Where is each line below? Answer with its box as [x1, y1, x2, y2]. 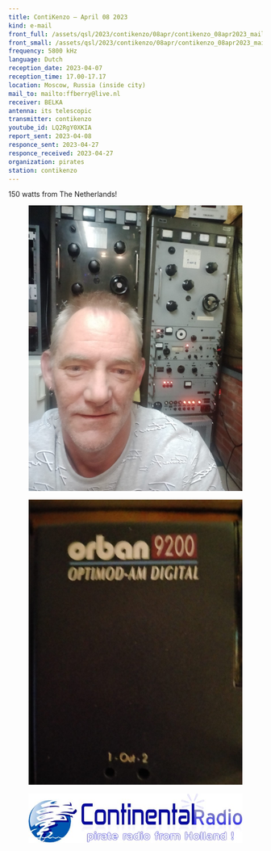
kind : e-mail [8, 21, 52, 30]
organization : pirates [8, 157, 85, 166]
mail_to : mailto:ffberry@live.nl [8, 90, 121, 98]
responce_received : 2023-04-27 [8, 149, 114, 157]
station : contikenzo [8, 166, 78, 174]
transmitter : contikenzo [8, 115, 92, 124]
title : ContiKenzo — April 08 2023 [8, 13, 128, 21]
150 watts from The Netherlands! [8, 190, 118, 199]
